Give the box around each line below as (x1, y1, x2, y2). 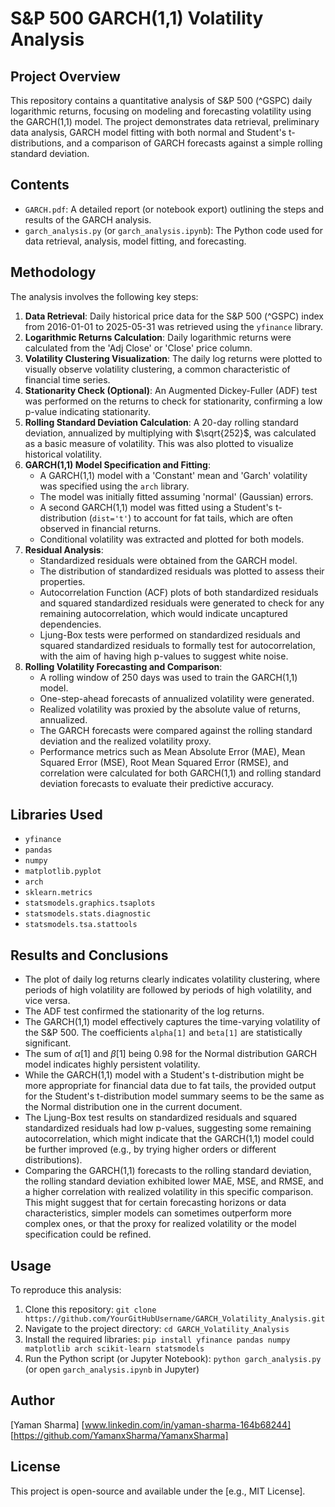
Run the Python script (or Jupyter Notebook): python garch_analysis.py (24, 1353, 322, 1365)
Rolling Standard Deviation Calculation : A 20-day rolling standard (24, 416, 299, 428)
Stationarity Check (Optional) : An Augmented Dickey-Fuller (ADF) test (24, 384, 318, 396)
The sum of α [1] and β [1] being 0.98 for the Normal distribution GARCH (24, 1048, 318, 1060)
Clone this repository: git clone (24, 1303, 157, 1316)
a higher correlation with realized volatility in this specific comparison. (24, 1186, 314, 1198)
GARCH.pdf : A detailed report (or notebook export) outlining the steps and (24, 203, 325, 215)
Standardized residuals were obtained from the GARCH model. (39, 554, 298, 566)
